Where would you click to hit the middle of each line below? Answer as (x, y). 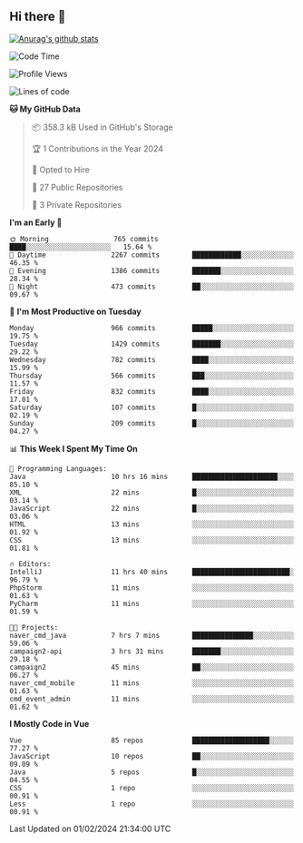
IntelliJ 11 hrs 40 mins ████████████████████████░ (152, 572)
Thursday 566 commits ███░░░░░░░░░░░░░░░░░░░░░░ (152, 376)
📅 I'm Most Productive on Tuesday (76, 311)
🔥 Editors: (30, 564)
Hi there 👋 (38, 17)
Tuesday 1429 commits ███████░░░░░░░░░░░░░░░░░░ (152, 344)
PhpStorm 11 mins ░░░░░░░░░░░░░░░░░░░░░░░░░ (152, 588)
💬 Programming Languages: (58, 468)
